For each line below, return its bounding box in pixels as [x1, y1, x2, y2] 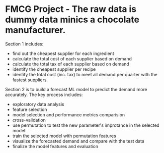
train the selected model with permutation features [12, 133, 116, 139]
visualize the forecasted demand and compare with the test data [12, 138, 145, 144]
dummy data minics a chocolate [5, 14, 140, 25]
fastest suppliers [12, 77, 47, 83]
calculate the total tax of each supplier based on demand [12, 61, 129, 67]
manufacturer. [5, 25, 66, 36]
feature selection [12, 106, 47, 112]
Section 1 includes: [5, 41, 44, 47]
